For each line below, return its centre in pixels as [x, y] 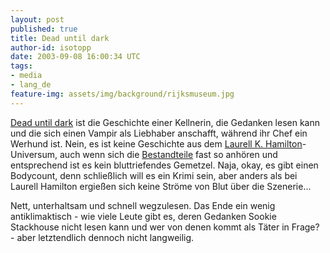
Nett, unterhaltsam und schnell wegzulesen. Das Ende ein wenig [143, 205]
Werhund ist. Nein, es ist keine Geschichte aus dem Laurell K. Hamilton [156, 143]
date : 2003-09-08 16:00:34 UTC [75, 57]
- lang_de [31, 85]
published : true [44, 29]
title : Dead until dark [60, 38]
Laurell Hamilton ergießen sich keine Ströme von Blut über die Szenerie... [161, 186]
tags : [21, 66]
